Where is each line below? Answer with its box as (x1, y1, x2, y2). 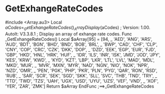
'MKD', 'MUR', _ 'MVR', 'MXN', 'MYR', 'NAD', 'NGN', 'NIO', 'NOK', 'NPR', (5, 62, 150, 68)
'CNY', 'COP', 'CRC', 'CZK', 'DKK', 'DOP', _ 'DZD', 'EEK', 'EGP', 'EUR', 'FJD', (5, 46, 156, 52)
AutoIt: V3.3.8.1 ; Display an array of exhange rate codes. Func (5, 31, 132, 37)
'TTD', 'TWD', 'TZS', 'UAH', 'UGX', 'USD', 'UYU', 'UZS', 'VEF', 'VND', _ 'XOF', (5, 78, 159, 84)
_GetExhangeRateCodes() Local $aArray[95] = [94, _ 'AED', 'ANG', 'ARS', (5, 36, 153, 42)
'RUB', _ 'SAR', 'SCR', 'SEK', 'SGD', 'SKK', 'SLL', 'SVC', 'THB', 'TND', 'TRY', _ (5, 72, 158, 79)
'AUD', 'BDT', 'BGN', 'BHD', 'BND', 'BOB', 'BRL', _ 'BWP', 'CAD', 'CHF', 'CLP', (5, 41, 158, 47)
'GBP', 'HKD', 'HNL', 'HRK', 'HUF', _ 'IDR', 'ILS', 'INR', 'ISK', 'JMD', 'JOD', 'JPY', (5, 52, 161, 58)
